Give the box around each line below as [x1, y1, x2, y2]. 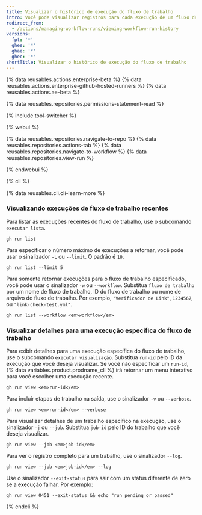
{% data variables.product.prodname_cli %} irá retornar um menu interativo [6, 366, 193, 374]
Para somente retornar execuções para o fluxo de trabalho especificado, [6, 275, 186, 282]
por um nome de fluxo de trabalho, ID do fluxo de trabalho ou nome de [6, 288, 182, 295]
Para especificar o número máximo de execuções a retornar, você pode [6, 246, 184, 253]
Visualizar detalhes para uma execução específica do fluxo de [6, 326, 192, 335]
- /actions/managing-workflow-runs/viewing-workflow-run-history [11, 25, 179, 32]
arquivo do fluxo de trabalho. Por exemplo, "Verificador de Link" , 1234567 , [6, 294, 194, 301]
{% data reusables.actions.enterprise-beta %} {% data [6, 76, 142, 83]
